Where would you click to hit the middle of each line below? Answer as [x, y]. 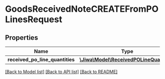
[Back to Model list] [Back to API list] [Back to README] [61, 72]
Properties [22, 38]
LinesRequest [34, 19]
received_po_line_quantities [41, 60]
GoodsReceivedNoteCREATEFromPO [82, 9]
